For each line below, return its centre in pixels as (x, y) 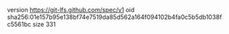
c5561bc (19, 24)
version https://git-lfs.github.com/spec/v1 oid (71, 10)
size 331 (44, 24)
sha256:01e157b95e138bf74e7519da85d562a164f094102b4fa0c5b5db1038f (114, 17)
